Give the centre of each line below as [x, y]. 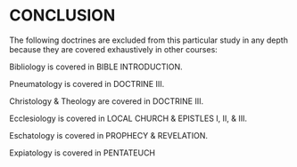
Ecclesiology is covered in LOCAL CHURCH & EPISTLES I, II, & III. [128, 118]
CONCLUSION [62, 16]
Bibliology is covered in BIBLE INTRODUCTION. [96, 67]
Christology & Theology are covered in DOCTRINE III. [106, 101]
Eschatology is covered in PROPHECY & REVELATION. [108, 135]
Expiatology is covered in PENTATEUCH [82, 153]
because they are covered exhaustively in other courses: [114, 49]
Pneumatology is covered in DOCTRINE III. [87, 83]
